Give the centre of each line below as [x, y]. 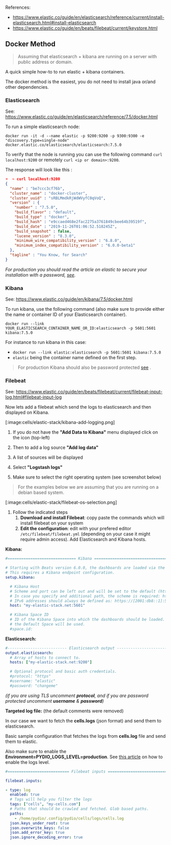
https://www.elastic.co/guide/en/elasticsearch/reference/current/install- [88, 17]
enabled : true [25, 795]
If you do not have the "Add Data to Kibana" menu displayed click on [85, 432]
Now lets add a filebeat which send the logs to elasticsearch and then [78, 407]
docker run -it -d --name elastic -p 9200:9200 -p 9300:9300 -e [75, 136]
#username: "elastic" [33, 681]
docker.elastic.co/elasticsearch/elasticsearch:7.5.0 [64, 145]
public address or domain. [45, 62]
